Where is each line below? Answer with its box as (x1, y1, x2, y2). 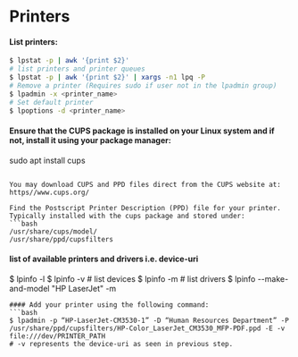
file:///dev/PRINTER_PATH (9, 331, 105, 341)
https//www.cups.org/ (9, 188, 90, 197)
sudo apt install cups (9, 155, 87, 166)
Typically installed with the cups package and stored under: (9, 211, 245, 220)
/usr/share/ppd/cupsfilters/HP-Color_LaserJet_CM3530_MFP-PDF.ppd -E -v (9, 324, 286, 333)
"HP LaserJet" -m (51, 283, 117, 293)
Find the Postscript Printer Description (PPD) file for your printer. (9, 203, 281, 212)
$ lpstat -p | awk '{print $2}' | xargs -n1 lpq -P (9, 73, 205, 82)
